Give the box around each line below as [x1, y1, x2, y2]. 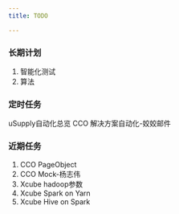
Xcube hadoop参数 [19, 179, 83, 189]
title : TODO [8, 11, 48, 20]
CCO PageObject [19, 159, 77, 169]
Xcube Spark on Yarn [19, 188, 91, 198]
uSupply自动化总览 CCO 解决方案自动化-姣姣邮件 [8, 118, 171, 129]
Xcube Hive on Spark [19, 196, 91, 206]
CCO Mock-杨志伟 [19, 169, 81, 179]
